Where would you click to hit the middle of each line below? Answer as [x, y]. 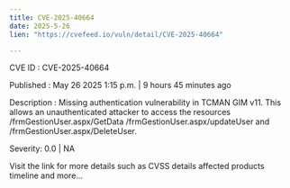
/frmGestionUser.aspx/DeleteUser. [73, 131]
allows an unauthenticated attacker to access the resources [120, 112]
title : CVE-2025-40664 [52, 18]
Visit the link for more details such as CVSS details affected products [137, 166]
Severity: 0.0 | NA [42, 148]
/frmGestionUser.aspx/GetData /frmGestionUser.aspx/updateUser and [140, 121]
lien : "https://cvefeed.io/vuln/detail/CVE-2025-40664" [116, 34]
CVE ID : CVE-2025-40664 [59, 67]
